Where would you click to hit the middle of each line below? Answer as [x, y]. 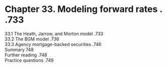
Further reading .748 [26, 55]
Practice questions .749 [29, 60]
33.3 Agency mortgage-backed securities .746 [53, 44]
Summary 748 [19, 49]
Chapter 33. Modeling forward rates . [84, 9]
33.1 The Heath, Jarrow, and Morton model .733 [54, 33]
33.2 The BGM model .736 [32, 39]
